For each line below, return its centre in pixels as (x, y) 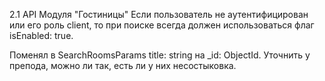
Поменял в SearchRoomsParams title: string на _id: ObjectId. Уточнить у (160, 55)
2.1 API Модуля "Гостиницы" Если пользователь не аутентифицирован (159, 14)
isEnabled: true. (41, 35)
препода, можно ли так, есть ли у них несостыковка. (123, 65)
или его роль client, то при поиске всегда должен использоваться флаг (162, 25)
